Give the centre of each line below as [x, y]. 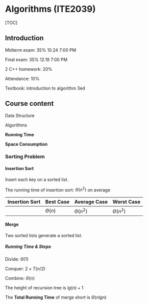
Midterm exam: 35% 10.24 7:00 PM [41, 50]
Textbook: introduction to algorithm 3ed [45, 88]
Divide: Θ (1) [17, 259]
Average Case [91, 202]
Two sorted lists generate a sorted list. [44, 235]
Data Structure [20, 115]
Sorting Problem [25, 157]
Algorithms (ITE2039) [50, 9]
